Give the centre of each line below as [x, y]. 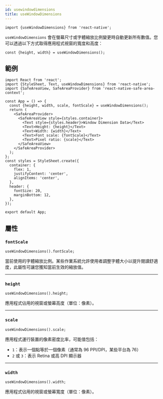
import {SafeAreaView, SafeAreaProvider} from [53, 89]
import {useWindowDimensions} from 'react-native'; [58, 27]
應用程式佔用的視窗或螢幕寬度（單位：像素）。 [51, 391]
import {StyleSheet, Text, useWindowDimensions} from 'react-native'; [78, 84]
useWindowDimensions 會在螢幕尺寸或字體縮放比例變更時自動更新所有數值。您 [81, 37]
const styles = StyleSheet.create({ [42, 161]
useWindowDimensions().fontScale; [40, 251]
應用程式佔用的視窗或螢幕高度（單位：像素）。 [51, 303]
